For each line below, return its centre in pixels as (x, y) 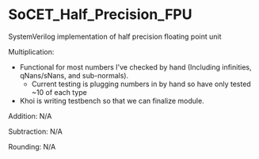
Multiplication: (31, 51)
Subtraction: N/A (36, 131)
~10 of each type (59, 92)
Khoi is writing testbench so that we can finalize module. (112, 100)
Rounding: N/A (32, 146)
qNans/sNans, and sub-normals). (74, 75)
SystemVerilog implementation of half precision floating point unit (115, 36)
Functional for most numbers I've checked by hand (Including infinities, (135, 67)
